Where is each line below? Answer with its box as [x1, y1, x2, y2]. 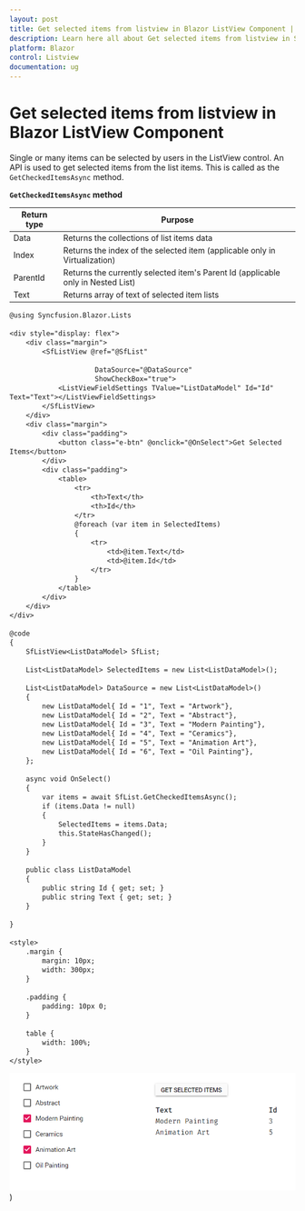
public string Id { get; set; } [42, 883, 165, 893]
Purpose [161, 214, 194, 225]
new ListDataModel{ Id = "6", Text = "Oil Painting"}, [42, 746, 254, 756]
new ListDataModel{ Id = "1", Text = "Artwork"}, [42, 701, 233, 711]
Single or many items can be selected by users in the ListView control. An [9, 152, 284, 163]
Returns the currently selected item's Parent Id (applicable [63, 267, 280, 278]
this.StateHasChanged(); [57, 828, 152, 838]
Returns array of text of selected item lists [63, 289, 220, 300]
